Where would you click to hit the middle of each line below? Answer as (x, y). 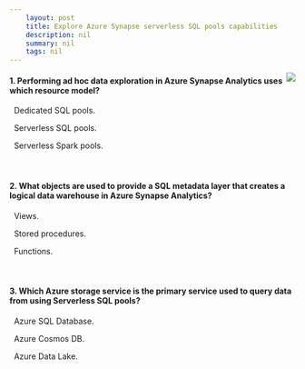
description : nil (59, 35)
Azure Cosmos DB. (49, 338)
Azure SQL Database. (54, 321)
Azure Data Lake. (46, 356)
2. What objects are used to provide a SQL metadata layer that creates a (148, 185)
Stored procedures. (50, 234)
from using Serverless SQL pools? (75, 301)
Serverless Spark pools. (58, 145)
